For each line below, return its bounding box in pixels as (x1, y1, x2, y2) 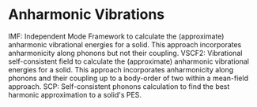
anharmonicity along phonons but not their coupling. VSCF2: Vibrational (8, 48, 243, 57)
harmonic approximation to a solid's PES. (8, 90, 142, 99)
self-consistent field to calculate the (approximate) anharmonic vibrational (8, 57, 249, 66)
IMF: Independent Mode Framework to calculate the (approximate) (8, 31, 225, 41)
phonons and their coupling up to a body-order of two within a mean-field (8, 73, 249, 83)
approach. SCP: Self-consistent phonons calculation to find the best (8, 81, 230, 91)
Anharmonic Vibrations (8, 6, 165, 24)
